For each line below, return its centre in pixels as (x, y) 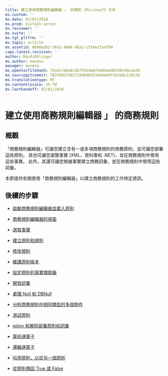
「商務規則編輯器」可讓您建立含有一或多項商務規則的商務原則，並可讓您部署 (84, 149)
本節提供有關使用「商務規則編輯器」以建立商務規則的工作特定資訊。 (75, 178)
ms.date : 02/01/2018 (27, 19)
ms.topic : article (24, 43)
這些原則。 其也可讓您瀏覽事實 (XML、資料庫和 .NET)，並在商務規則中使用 (82, 155)
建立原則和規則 (28, 240)
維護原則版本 (26, 262)
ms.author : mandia (24, 61)
